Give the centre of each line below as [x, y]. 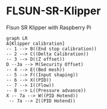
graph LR [17, 38]
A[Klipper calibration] [36, 43]
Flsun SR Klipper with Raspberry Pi [49, 27]
